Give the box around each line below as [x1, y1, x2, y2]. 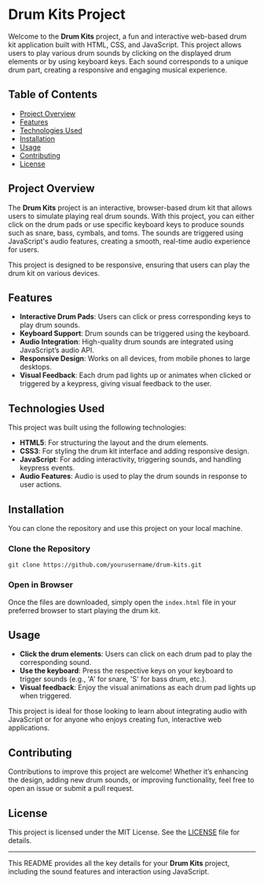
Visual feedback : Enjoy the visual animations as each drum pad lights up [19, 683, 256, 693]
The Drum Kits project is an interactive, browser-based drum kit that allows [8, 202, 253, 212]
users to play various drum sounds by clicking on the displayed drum [8, 48, 232, 58]
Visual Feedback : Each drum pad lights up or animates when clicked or [19, 370, 251, 380]
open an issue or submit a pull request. [8, 784, 134, 793]
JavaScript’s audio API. [19, 345, 94, 355]
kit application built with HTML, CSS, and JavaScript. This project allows [8, 39, 242, 49]
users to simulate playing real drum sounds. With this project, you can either [8, 211, 255, 221]
